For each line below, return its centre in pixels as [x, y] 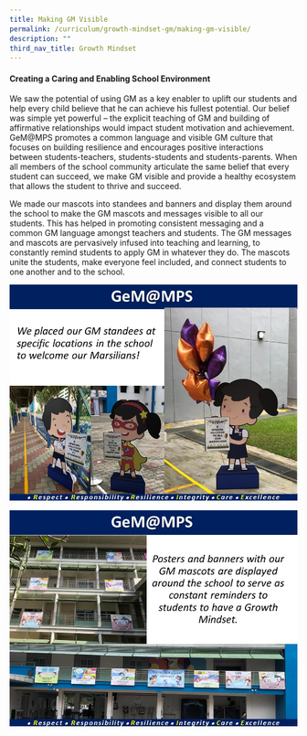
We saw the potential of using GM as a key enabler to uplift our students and [153, 99]
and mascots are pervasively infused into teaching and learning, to [135, 243]
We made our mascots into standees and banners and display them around [151, 204]
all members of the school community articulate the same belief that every [149, 167]
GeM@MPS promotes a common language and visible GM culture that [142, 138]
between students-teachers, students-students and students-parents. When [153, 157]
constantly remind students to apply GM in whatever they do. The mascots [150, 252]
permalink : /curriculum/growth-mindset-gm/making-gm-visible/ [130, 29]
